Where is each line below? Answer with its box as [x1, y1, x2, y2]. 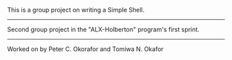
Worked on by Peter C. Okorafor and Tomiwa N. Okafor [7, 45, 164, 53]
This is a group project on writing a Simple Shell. [7, 6, 145, 14]
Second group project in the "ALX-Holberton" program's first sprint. [7, 25, 200, 33]
